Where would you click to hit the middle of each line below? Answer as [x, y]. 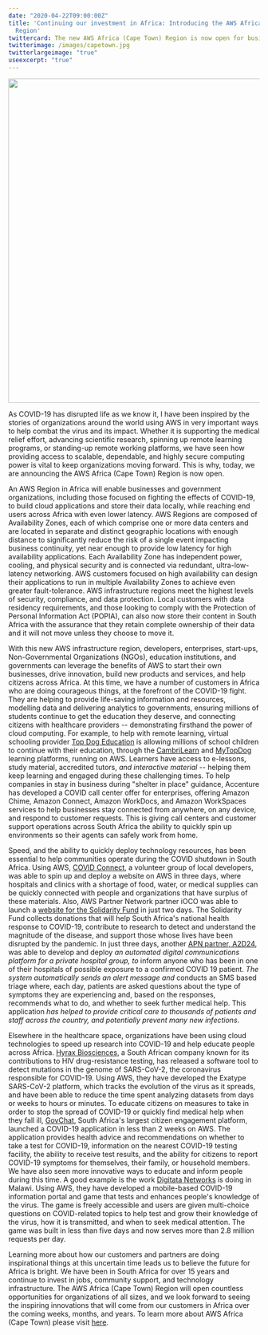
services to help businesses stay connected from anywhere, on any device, [132, 809]
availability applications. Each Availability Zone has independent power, [125, 556]
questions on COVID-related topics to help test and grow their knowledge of [133, 1213]
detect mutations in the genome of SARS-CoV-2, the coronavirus [115, 1069]
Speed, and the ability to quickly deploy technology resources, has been [127, 850]
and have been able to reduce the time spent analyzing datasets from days [131, 1095]
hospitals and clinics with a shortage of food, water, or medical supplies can [133, 884]
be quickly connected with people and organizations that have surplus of [128, 893]
